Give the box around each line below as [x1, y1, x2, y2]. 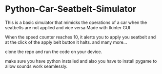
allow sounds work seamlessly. [5, 63, 68, 69]
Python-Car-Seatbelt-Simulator [5, 3, 137, 15]
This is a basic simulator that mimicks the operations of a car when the [5, 19, 147, 25]
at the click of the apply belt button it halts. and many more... [5, 39, 127, 45]
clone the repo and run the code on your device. [5, 49, 102, 55]
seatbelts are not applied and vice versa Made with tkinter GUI [5, 24, 131, 30]
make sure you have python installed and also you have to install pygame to [5, 58, 157, 64]
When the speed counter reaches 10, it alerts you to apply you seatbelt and [5, 34, 156, 40]
